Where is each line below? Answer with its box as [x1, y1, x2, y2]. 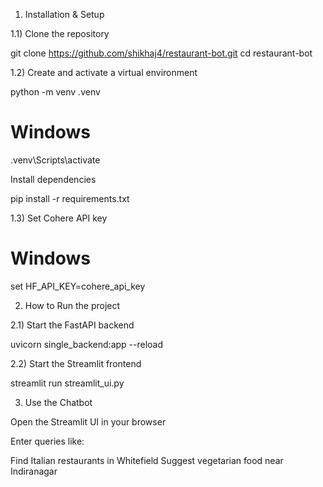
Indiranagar [10, 465, 58, 477]
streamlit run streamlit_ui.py [10, 377, 125, 389]
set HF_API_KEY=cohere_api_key [10, 280, 146, 292]
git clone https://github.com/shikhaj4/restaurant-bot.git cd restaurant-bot [10, 47, 313, 59]
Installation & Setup [24, 9, 105, 20]
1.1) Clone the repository [10, 28, 110, 39]
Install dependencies [10, 173, 97, 185]
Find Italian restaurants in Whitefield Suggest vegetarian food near [10, 454, 284, 466]
